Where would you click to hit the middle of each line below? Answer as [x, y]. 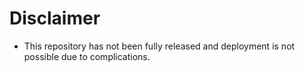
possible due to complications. [87, 56]
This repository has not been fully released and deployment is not [159, 46]
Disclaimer [55, 18]
